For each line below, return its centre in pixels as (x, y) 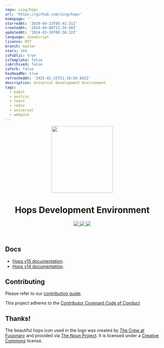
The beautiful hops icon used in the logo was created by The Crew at (75, 330)
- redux (17, 106)
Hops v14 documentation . (38, 266)
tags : (11, 87)
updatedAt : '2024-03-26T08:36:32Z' (41, 32)
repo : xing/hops (22, 10)
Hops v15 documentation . (38, 261)
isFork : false (20, 69)
